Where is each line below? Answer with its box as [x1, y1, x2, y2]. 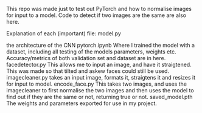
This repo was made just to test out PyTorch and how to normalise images [6, 5, 192, 12]
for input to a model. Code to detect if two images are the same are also [6, 12, 187, 19]
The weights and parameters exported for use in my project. [6, 100, 157, 107]
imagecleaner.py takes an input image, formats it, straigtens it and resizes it [6, 74, 196, 81]
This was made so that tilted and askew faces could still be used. [6, 67, 169, 75]
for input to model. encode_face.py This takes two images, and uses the [6, 80, 187, 87]
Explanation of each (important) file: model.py [6, 30, 122, 37]
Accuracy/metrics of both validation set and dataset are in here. [6, 55, 166, 61]
